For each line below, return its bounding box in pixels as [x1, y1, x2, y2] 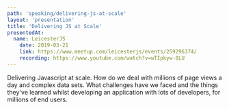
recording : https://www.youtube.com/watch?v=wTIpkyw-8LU [19, 55, 185, 62]
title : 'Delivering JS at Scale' [7, 23, 103, 29]
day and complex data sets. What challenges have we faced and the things [7, 80, 219, 89]
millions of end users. [7, 95, 68, 104]
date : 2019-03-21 [19, 42, 69, 49]
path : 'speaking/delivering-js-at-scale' [7, 10, 127, 17]
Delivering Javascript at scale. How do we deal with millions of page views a [7, 73, 222, 82]
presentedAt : [7, 29, 44, 36]
